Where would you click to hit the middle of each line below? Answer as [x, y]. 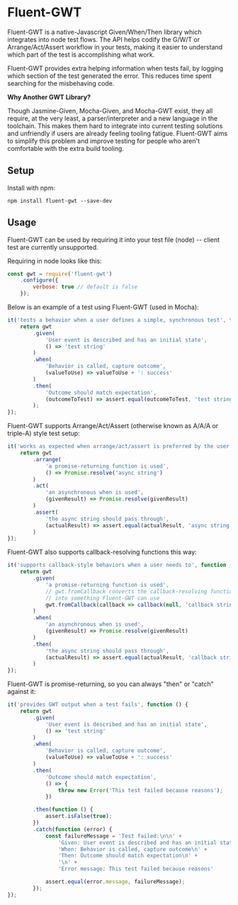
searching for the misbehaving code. [61, 83]
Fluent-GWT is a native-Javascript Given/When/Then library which [104, 32]
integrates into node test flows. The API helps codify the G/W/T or [104, 39]
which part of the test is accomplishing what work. [81, 55]
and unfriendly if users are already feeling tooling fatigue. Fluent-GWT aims [118, 133]
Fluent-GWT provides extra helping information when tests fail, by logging [115, 68]
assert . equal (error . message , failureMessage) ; [115, 882]
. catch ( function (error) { [73, 829]
